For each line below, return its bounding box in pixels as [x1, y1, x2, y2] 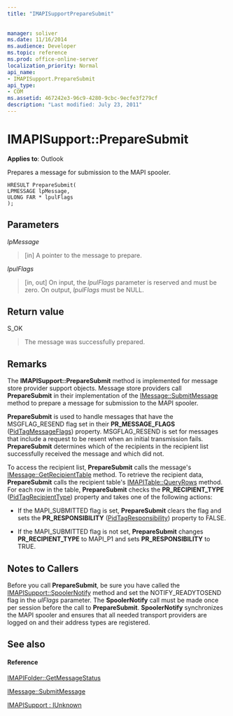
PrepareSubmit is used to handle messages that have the [7, 413, 174, 421]
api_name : [7, 69, 36, 76]
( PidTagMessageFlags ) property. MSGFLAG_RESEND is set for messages [7, 427, 219, 436]
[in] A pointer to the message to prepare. [24, 251, 142, 259]
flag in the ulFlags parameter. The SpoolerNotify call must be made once [7, 596, 219, 605]
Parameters [7, 219, 59, 231]
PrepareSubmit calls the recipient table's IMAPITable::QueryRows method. [7, 478, 223, 487]
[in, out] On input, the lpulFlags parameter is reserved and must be [24, 278, 217, 287]
